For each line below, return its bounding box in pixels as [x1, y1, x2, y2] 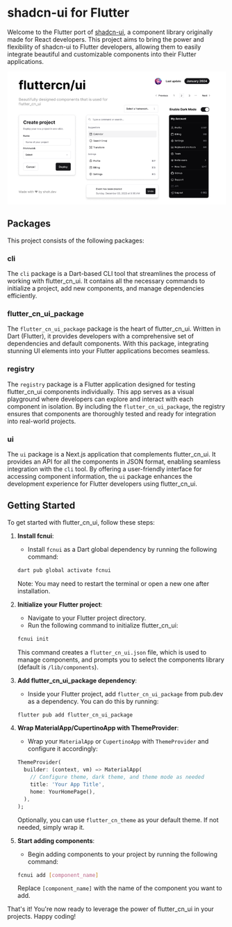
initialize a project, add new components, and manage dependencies [7, 284, 205, 293]
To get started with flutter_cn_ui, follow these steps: [7, 518, 155, 526]
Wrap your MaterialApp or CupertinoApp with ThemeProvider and [27, 737, 209, 746]
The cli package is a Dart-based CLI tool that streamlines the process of [7, 270, 217, 278]
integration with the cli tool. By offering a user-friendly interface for [7, 465, 202, 473]
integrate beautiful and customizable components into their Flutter [7, 50, 197, 58]
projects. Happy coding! [7, 912, 76, 921]
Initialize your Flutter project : [17, 600, 103, 609]
